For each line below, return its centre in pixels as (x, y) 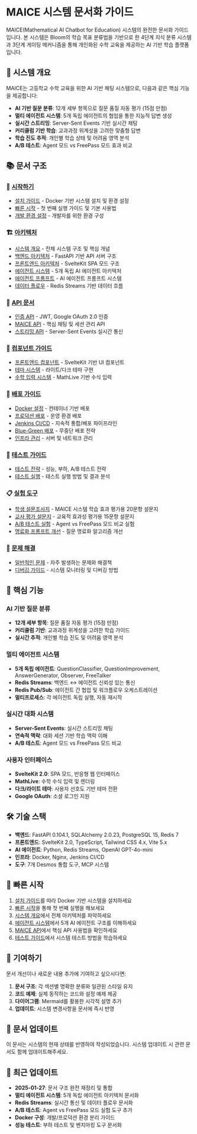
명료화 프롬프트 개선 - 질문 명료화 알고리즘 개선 (69, 531)
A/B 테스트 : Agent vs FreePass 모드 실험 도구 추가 (74, 1110)
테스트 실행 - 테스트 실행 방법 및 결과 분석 (62, 476)
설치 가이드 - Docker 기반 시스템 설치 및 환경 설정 (72, 201)
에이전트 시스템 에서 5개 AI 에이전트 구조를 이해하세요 (76, 922)
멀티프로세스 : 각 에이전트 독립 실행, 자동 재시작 (68, 697)
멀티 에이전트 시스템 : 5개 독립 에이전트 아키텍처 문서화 (77, 1095)
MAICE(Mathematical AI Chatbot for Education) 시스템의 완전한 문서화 (90, 30)
